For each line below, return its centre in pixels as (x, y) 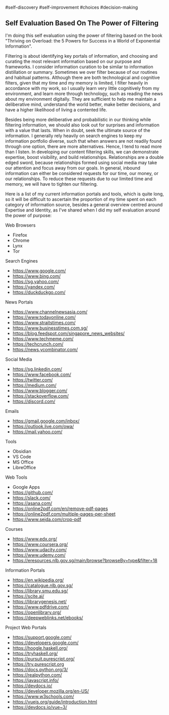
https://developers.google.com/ (45, 643)
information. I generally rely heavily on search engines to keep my (74, 136)
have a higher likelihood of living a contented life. (56, 110)
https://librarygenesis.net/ (40, 601)
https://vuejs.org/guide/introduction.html (55, 702)
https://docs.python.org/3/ (40, 669)
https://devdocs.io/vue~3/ (40, 707)
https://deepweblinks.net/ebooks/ (48, 617)
